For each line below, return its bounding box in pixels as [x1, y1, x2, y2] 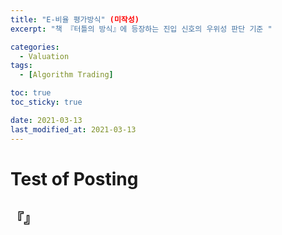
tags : [10, 61, 33, 71]
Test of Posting [10, 167, 139, 190]
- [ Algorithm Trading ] [19, 70, 114, 80]
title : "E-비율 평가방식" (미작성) [10, 14, 140, 25]
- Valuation [19, 51, 70, 61]
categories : [10, 42, 60, 52]
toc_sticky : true [10, 97, 83, 107]
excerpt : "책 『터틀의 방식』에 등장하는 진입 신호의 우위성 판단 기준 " [10, 24, 273, 34]
